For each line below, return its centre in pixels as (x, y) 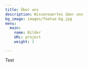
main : (15, 28)
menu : (11, 23)
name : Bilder (28, 33)
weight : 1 (24, 42)
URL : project (28, 37)
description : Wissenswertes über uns (44, 14)
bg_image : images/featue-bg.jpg (39, 19)
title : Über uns (22, 10)
